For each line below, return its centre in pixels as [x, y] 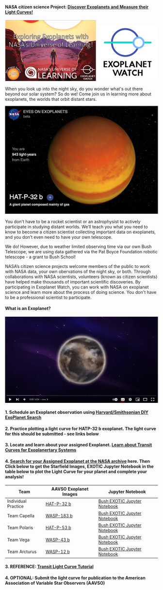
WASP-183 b [59, 516]
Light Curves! [19, 12]
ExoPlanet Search [23, 418]
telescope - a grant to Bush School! [41, 257]
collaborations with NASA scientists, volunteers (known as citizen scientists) [81, 276]
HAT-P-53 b [58, 528]
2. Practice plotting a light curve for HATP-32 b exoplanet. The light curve [81, 428]
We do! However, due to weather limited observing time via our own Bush [78, 247]
